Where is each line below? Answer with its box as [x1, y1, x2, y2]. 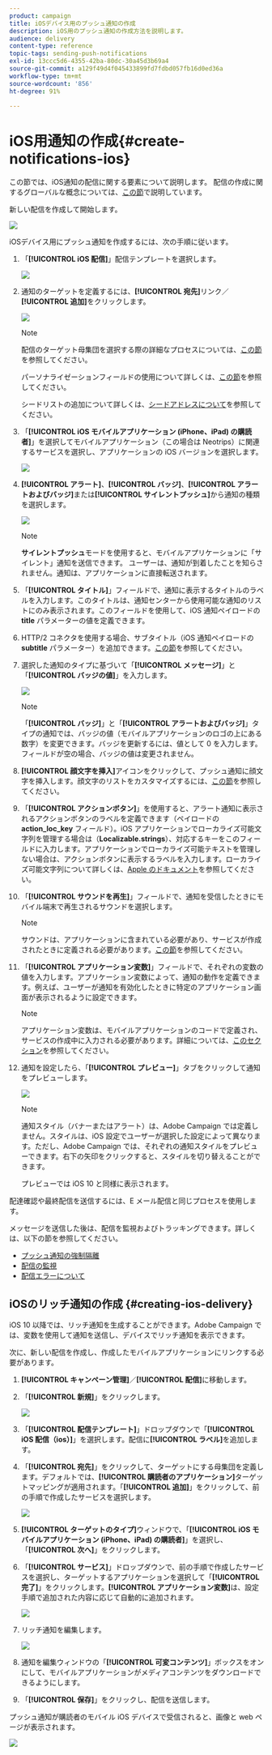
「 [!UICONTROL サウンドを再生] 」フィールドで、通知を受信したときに [20, 892, 257, 902]
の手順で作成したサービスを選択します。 [20, 1492, 156, 1502]
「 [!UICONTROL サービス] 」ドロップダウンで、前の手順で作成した [20, 1562, 244, 1572]
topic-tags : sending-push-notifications [9, 49, 148, 58]
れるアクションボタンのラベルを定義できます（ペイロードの [20, 813, 220, 823]
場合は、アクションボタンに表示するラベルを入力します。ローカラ [35, 854, 254, 864]
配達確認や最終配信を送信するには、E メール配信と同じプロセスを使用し [9, 1196, 250, 1206]
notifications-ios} [9, 149, 131, 168]
